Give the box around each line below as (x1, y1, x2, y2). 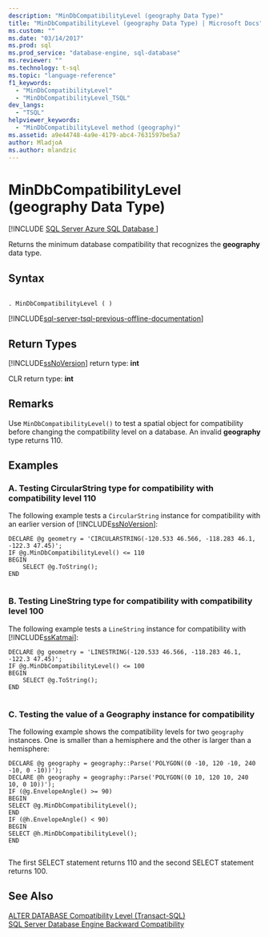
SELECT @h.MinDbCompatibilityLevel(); (8, 830, 138, 838)
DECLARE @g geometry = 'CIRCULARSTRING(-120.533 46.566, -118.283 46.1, (8, 535, 256, 543)
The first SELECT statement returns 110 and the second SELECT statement (8, 858, 255, 867)
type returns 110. (8, 435, 63, 445)
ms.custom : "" (8, 26, 56, 34)
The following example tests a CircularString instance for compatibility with (8, 511, 261, 521)
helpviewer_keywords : (8, 116, 81, 124)
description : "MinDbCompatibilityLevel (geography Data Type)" (8, 11, 224, 20)
